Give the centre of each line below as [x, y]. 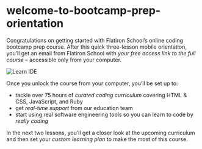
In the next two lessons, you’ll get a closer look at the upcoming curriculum [101, 133]
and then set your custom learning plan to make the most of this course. [97, 139]
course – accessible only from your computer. [64, 60]
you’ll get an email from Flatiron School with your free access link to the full [101, 53]
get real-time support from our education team [74, 108]
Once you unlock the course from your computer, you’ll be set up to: [92, 83]
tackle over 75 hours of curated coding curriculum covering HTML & [101, 95]
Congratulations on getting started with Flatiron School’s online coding [95, 40]
